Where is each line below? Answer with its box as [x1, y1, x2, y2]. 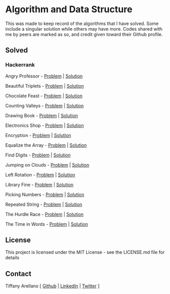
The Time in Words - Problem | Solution [5, 221, 88, 227]
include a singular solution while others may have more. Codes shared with [5, 25, 163, 32]
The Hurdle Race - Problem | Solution [5, 211, 84, 217]
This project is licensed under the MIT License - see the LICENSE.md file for [5, 249, 165, 255]
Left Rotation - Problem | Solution [5, 172, 75, 178]
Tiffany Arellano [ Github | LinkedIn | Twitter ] [5, 283, 100, 289]
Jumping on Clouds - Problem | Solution [5, 162, 90, 168]
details [5, 255, 19, 261]
